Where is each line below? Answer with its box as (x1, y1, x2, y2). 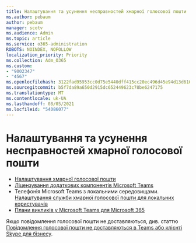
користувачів (14, 200, 48, 207)
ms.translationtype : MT (6, 90, 64, 96)
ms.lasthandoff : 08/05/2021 (6, 100, 75, 107)
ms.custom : (6, 63, 33, 69)
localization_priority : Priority (6, 52, 87, 58)
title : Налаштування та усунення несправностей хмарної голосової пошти (6, 8, 187, 15)
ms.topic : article (6, 36, 51, 41)
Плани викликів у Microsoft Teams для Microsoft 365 (14, 207, 145, 214)
